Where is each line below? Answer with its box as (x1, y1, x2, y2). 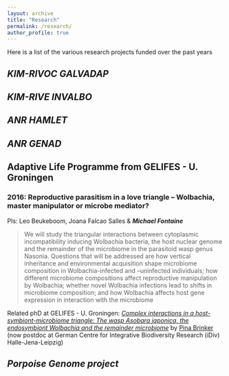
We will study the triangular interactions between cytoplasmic (23, 230, 199, 238)
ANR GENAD (7, 138, 62, 150)
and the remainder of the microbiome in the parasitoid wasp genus (23, 244, 213, 252)
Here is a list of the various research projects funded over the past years (7, 48, 213, 56)
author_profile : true (7, 29, 69, 36)
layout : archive (7, 10, 54, 17)
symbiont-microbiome (7, 316, 70, 325)
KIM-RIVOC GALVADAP (7, 68, 109, 80)
